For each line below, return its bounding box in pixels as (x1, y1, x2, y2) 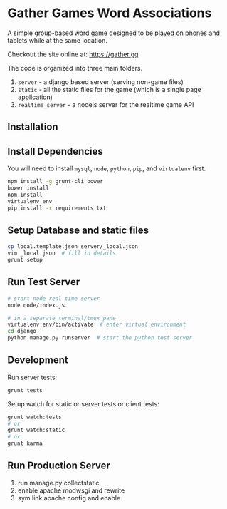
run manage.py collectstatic (17, 478, 100, 487)
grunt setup (7, 257, 43, 264)
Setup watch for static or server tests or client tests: (7, 399, 160, 408)
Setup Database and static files (7, 224, 149, 236)
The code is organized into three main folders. (7, 63, 143, 72)
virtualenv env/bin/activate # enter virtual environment (7, 321, 186, 329)
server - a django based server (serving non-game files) (17, 77, 184, 86)
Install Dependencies (7, 145, 103, 158)
